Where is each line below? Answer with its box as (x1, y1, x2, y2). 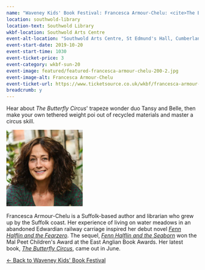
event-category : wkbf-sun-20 (6, 61, 81, 67)
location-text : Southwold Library (6, 23, 95, 29)
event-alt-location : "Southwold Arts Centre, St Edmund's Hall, (6, 35, 173, 42)
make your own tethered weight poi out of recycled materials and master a (6, 111, 193, 119)
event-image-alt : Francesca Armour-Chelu (6, 74, 113, 81)
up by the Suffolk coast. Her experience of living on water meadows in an (6, 219, 191, 226)
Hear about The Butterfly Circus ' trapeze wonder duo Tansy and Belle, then (6, 104, 196, 112)
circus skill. (6, 118, 35, 125)
